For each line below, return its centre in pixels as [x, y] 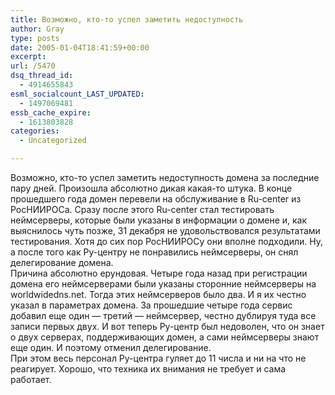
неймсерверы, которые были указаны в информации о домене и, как [159, 220]
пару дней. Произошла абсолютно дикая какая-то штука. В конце [151, 188]
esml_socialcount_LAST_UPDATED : [77, 94]
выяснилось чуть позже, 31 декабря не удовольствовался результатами [165, 230]
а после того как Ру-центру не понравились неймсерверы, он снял [154, 252]
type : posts [35, 38]
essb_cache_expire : [51, 112]
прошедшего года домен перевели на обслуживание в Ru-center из [156, 199]
